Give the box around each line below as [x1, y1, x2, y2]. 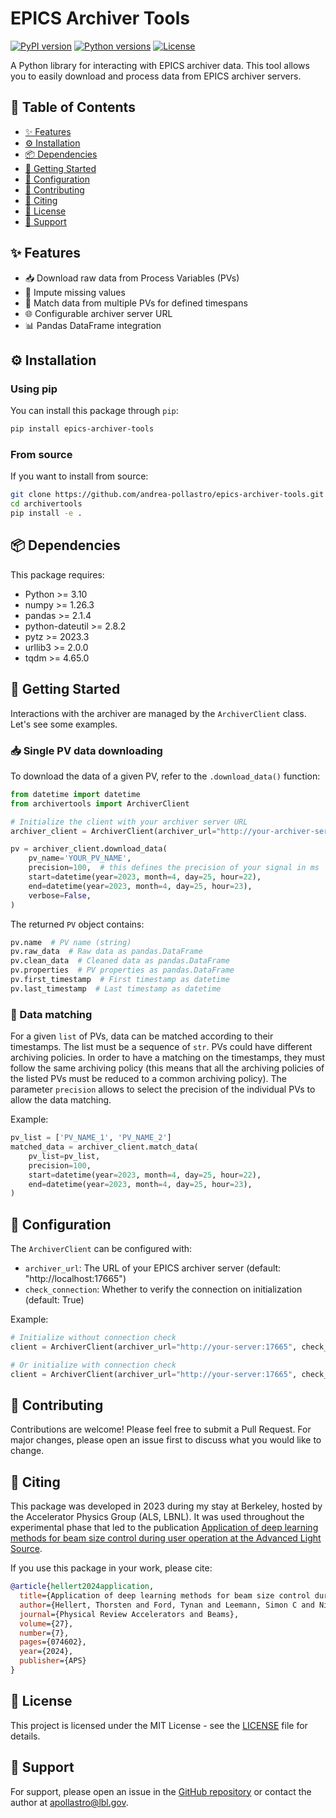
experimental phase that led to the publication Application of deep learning [10, 1522, 319, 1534]
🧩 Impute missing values [24, 286, 126, 298]
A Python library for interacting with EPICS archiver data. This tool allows [10, 59, 310, 71]
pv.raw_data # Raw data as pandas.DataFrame [10, 947, 203, 957]
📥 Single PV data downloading [10, 743, 163, 757]
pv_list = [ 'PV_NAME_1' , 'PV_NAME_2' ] [10, 1133, 172, 1143]
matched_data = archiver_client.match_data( [10, 1142, 199, 1152]
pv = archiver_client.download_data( [10, 844, 168, 854]
